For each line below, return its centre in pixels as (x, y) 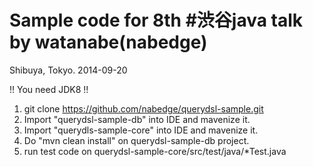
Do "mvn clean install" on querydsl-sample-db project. (136, 140)
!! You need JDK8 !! (49, 89)
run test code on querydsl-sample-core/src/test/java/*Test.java (155, 151)
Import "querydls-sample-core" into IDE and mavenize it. (141, 130)
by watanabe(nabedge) (108, 42)
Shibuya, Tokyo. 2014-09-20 (68, 70)
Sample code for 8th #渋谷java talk (156, 20)
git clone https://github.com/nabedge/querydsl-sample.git (143, 108)
